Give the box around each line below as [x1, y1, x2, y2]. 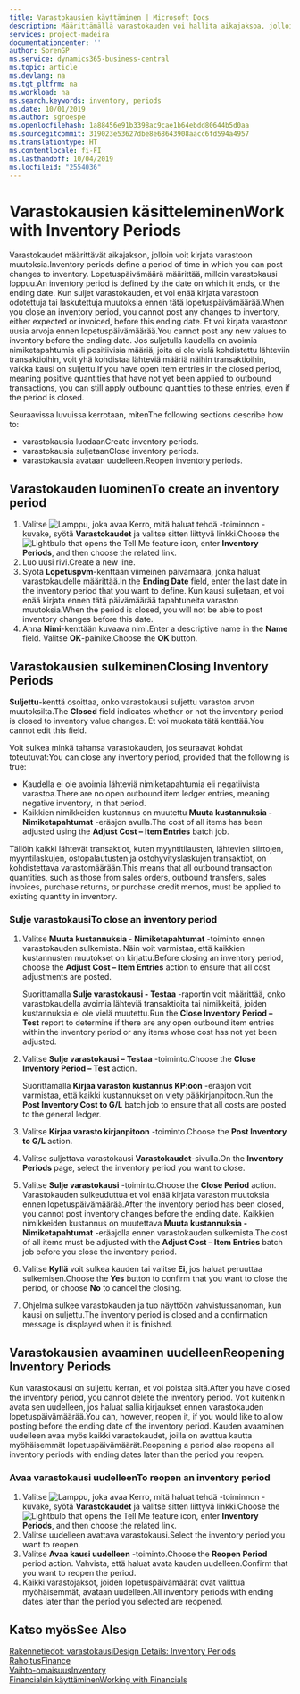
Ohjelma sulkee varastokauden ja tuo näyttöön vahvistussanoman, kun [21, 1300, 282, 1311]
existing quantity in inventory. [9, 890, 118, 901]
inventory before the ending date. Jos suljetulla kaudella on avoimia [9, 335, 257, 346]
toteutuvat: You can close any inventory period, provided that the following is [9, 752, 290, 763]
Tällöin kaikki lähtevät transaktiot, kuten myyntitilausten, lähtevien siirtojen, [9, 843, 284, 854]
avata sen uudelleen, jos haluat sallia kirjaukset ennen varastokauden [9, 1402, 264, 1412]
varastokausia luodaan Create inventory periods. [21, 436, 199, 447]
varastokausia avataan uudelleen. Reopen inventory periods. [21, 455, 243, 466]
